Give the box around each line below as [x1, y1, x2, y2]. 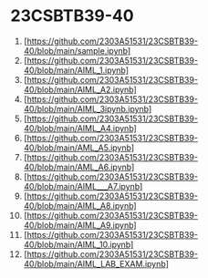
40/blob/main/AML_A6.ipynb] [23, 161, 135, 172]
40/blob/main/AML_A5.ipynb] [23, 142, 135, 153]
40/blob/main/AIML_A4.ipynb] [23, 122, 138, 133]
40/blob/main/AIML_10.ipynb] [23, 239, 134, 250]
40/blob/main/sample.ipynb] [23, 45, 131, 56]
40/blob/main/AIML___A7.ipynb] [23, 180, 143, 191]
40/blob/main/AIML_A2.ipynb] [23, 84, 138, 95]
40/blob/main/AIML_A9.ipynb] [23, 220, 137, 231]
